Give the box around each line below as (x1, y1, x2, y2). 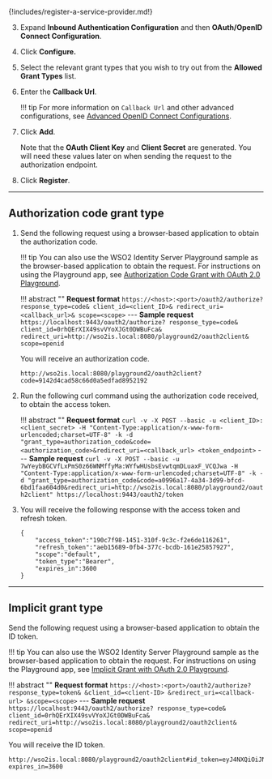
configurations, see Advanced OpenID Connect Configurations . (19, 111, 232, 121)
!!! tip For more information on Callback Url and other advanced (19, 103, 235, 112)
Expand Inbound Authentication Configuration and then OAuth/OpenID (19, 23, 263, 32)
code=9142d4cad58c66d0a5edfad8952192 (19, 376, 148, 384)
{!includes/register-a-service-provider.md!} (8, 7, 154, 16)
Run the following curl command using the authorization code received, (19, 391, 259, 400)
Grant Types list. (19, 71, 77, 80)
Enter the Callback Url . (19, 87, 97, 96)
